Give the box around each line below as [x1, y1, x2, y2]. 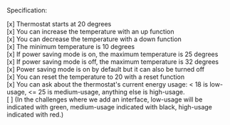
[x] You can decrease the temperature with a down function [6, 35, 182, 43]
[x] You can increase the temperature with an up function [6, 28, 174, 36]
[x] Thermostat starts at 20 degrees [6, 20, 112, 28]
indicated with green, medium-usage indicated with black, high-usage [6, 103, 213, 111]
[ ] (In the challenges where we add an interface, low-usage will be [6, 95, 203, 104]
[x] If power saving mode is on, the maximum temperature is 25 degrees [6, 50, 219, 58]
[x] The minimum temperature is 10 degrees [6, 43, 135, 50]
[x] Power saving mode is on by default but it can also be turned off [6, 65, 204, 73]
